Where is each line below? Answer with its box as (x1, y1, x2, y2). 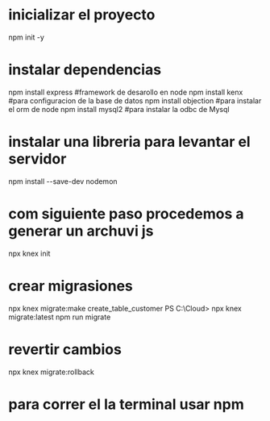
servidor (8, 150, 67, 169)
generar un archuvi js (8, 222, 154, 240)
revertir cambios (8, 340, 123, 358)
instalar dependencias (8, 60, 162, 79)
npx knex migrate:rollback (8, 367, 94, 377)
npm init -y (8, 32, 44, 42)
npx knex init (8, 248, 51, 258)
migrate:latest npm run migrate (8, 312, 111, 322)
